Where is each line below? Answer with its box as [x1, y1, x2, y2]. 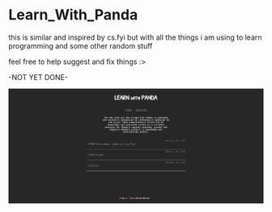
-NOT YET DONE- [8, 72, 69, 82]
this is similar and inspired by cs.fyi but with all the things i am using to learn [8, 32, 262, 42]
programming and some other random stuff [8, 40, 153, 50]
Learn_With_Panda [8, 6, 138, 24]
